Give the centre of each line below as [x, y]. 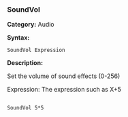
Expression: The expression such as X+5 [64, 90]
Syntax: [18, 38]
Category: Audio [31, 25]
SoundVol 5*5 [26, 108]
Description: [25, 63]
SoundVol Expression [36, 50]
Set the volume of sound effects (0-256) [64, 76]
